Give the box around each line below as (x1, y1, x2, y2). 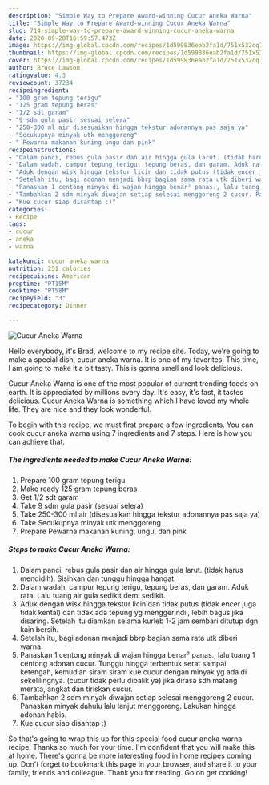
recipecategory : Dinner (8, 302, 88, 310)
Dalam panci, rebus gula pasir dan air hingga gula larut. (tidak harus (19, 565, 244, 574)
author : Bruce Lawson (8, 64, 81, 72)
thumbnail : (8, 49, 45, 57)
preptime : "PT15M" (8, 280, 70, 288)
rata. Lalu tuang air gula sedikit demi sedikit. (19, 590, 166, 600)
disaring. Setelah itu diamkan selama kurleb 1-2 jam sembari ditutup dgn (19, 616, 259, 626)
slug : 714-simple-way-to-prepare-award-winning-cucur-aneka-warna (8, 26, 235, 34)
